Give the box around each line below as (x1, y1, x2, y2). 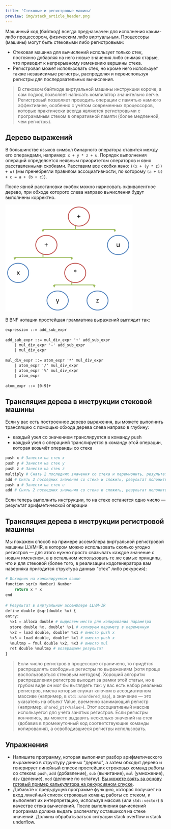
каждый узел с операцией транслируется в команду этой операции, (12, 439, 162, 446)
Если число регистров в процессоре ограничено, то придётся (17, 661, 154, 667)
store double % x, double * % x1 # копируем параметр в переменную (10, 625, 149, 630)
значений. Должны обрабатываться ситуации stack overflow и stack (12, 814, 162, 819)
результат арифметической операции (5, 502, 88, 508)
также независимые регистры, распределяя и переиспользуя (12, 70, 149, 76)
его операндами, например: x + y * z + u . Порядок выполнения (5, 152, 147, 158)
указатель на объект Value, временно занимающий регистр (17, 698, 149, 705)
